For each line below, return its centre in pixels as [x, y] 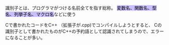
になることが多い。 [25, 38]
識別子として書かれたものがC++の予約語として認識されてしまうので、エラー [84, 31]
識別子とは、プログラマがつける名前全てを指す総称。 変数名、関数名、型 [81, 8]
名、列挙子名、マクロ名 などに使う [41, 14]
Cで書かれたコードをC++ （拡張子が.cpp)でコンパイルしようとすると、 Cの [84, 25]
